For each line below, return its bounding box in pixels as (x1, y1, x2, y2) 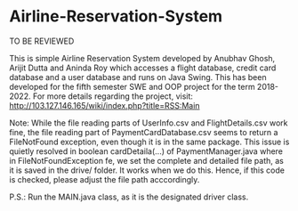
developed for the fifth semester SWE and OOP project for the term (9, 81, 255, 92)
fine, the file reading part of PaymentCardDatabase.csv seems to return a (9, 126, 278, 137)
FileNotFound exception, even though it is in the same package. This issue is (9, 136, 290, 147)
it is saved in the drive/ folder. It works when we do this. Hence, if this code (9, 165, 285, 175)
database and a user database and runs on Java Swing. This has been (9, 71, 267, 82)
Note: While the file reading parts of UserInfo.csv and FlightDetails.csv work (9, 118, 288, 128)
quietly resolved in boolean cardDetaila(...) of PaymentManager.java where (9, 145, 283, 157)
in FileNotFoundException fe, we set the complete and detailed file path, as (9, 155, 285, 166)
